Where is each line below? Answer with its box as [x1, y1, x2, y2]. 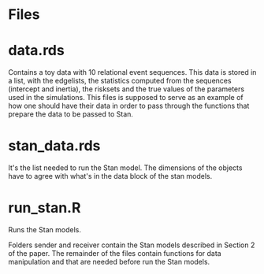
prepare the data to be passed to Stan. [8, 109, 134, 119]
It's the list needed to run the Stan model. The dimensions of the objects [8, 163, 243, 172]
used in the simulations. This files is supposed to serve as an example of [8, 93, 244, 102]
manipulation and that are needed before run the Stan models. [8, 257, 210, 266]
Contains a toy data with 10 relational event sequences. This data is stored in [8, 68, 257, 77]
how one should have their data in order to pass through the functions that [8, 101, 250, 111]
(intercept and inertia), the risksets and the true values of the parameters [8, 84, 245, 94]
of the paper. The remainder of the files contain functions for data [8, 249, 222, 257]
